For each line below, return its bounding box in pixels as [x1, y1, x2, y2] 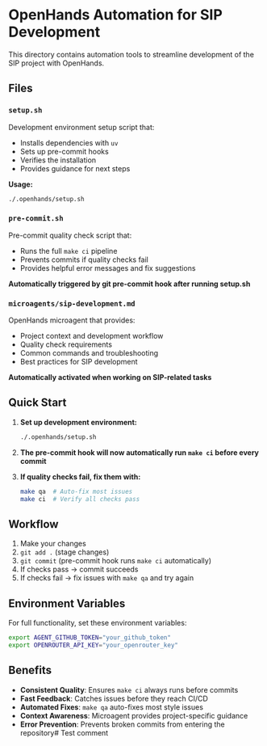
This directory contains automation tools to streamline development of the [8, 49, 254, 59]
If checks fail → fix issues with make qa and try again [19, 573, 194, 583]
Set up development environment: [19, 417, 137, 427]
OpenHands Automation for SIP [8, 6, 223, 24]
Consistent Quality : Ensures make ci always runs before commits [19, 685, 239, 694]
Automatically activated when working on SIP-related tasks [8, 373, 212, 382]
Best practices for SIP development [19, 357, 139, 367]
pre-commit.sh [8, 214, 64, 223]
